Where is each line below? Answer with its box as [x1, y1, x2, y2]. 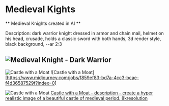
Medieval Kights [5, 4, 75, 15]
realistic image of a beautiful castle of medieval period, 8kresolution [5, 95, 148, 101]
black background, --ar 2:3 [5, 41, 62, 47]
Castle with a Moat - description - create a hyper [50, 90, 153, 96]
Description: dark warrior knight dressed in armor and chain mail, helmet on [5, 30, 164, 36]
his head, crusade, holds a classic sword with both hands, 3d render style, [5, 36, 161, 42]
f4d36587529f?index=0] [5, 80, 57, 86]
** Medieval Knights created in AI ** [5, 20, 81, 26]
